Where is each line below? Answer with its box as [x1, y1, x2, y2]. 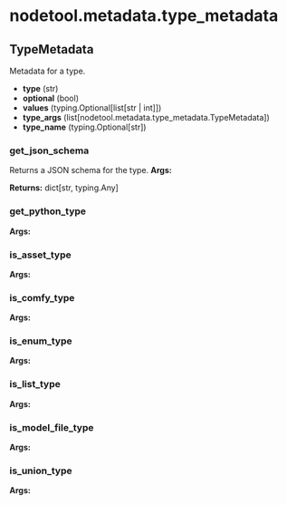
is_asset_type [9, 248, 72, 261]
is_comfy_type [9, 291, 75, 304]
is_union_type [9, 464, 72, 477]
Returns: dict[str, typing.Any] [9, 182, 120, 193]
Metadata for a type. [9, 65, 86, 76]
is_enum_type [9, 335, 72, 347]
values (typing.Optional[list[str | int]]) [22, 102, 162, 113]
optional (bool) [22, 92, 80, 103]
